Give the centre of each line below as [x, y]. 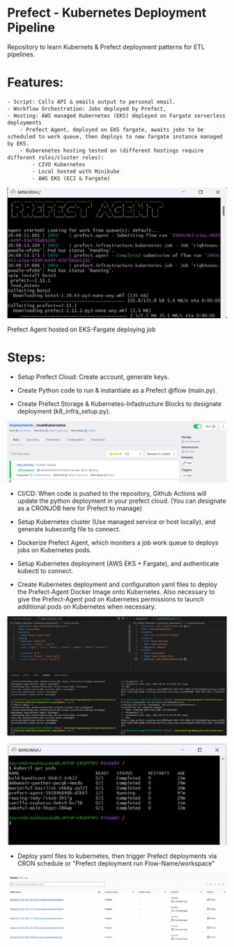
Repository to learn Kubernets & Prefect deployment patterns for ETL [106, 47]
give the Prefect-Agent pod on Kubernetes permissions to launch [110, 599]
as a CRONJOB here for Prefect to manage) [80, 508]
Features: [36, 83]
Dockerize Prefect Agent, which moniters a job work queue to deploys [118, 542]
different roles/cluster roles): [56, 157]
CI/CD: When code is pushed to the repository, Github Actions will [112, 493]
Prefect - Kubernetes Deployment [107, 13]
